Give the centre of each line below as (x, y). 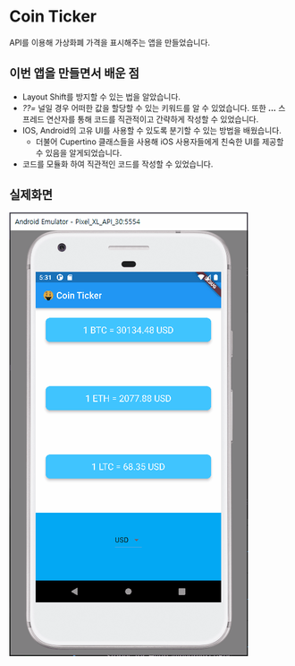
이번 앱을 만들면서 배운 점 (75, 74)
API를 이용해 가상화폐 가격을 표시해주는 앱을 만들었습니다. (110, 42)
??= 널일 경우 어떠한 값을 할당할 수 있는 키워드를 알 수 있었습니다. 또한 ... (149, 108)
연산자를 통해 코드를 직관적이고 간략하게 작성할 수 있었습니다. (152, 119)
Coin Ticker (53, 17)
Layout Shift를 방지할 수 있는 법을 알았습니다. (101, 97)
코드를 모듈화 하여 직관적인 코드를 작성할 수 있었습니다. (118, 164)
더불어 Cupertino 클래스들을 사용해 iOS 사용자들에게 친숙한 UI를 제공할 (160, 142)
